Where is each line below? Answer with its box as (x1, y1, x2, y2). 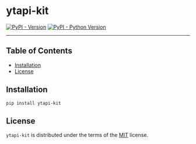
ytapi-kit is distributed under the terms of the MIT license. (6, 132, 149, 139)
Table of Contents (6, 46, 73, 56)
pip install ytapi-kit (6, 100, 61, 106)
